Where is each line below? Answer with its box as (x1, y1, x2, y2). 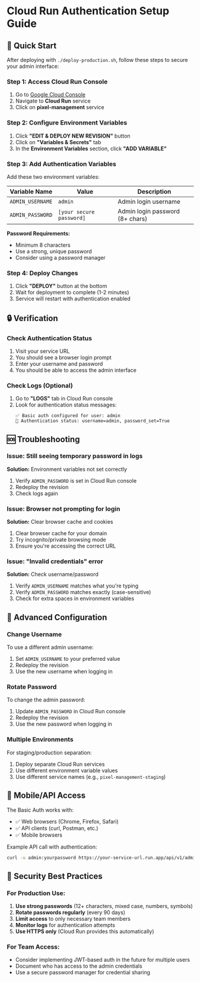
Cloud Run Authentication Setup (7, 4, 170, 18)
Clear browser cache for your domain (15, 530, 107, 537)
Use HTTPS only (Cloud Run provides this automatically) (15, 928, 154, 935)
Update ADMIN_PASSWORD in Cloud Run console (15, 708, 126, 715)
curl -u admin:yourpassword (7, 854, 77, 860)
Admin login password (117, 207, 180, 215)
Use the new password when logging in (15, 720, 112, 728)
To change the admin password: (7, 696, 85, 704)
